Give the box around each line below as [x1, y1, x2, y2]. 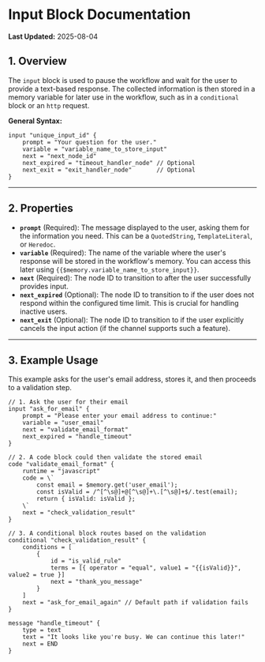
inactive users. [19, 307, 68, 316]
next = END [22, 640, 58, 649]
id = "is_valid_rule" [50, 557, 122, 566]
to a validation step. [8, 383, 73, 393]
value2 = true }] [8, 571, 65, 579]
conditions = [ [22, 544, 73, 551]
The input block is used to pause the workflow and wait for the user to [8, 75, 238, 85]
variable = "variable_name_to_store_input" [22, 145, 168, 153]
